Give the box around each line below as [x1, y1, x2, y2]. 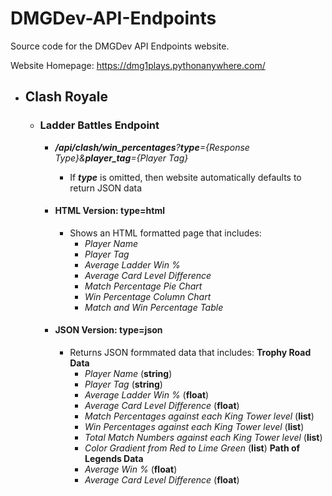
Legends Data [84, 453, 144, 465]
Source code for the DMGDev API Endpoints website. [10, 40, 230, 52]
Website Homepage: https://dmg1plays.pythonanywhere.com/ [10, 59, 266, 71]
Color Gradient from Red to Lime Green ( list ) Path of [84, 442, 301, 454]
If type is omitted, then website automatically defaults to [69, 171, 302, 183]
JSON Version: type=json [54, 324, 163, 336]
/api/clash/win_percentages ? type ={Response [54, 141, 250, 153]
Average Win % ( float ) [84, 463, 178, 476]
